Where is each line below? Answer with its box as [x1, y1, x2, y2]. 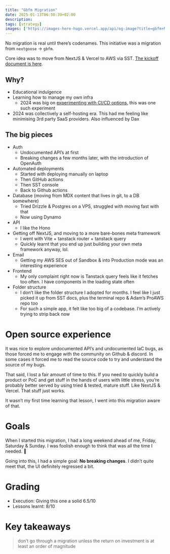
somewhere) [12, 198, 39, 204]
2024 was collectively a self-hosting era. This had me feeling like [12, 110, 148, 117]
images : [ [5, 26, 26, 31]
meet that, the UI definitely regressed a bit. [5, 463, 95, 469]
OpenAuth [20, 160, 42, 166]
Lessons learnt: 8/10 [12, 503, 55, 509]
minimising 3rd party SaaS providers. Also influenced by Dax [12, 116, 140, 122]
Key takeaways [5, 521, 71, 532]
